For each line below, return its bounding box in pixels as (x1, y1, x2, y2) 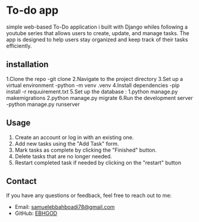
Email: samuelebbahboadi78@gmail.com (14, 204, 115, 211)
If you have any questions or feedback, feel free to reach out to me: (6, 192, 172, 199)
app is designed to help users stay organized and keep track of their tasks (6, 36, 188, 43)
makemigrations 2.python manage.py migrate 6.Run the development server (6, 94, 194, 101)
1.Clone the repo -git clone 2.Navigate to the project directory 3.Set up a (6, 75, 184, 82)
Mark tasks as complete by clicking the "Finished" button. (14, 146, 157, 154)
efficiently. (6, 42, 32, 49)
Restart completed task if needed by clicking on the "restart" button (14, 159, 182, 166)
